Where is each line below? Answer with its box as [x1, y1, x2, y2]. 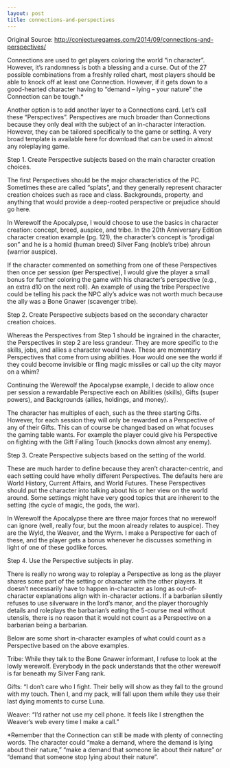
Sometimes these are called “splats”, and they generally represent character [7, 183, 222, 191]
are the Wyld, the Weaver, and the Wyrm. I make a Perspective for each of [7, 529, 218, 537]
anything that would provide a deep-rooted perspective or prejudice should [7, 197, 220, 206]
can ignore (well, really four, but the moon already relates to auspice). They [7, 521, 220, 529]
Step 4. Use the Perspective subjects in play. [7, 556, 134, 564]
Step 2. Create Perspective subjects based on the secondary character [7, 310, 208, 319]
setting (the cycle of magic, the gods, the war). [7, 501, 139, 509]
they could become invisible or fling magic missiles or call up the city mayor [7, 360, 222, 368]
